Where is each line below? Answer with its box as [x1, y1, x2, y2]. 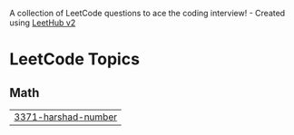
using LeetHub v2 [9, 17, 76, 28]
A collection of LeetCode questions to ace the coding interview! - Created [9, 8, 286, 18]
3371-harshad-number [14, 111, 118, 123]
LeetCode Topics [9, 49, 141, 70]
